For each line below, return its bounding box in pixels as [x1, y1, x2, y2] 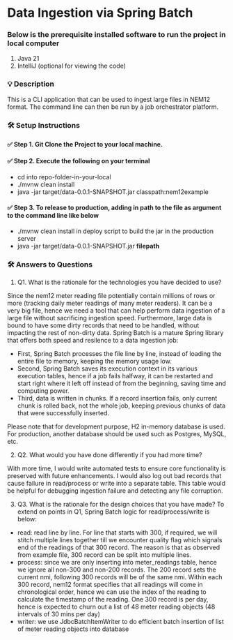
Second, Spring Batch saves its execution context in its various [17, 364, 198, 373]
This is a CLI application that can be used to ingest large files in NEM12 [7, 95, 211, 103]
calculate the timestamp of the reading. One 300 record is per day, [17, 595, 209, 603]
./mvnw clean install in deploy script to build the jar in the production [17, 227, 214, 235]
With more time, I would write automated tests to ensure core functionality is [7, 464, 226, 472]
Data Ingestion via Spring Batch [7, 5, 193, 21]
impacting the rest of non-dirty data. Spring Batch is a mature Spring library [7, 329, 224, 336]
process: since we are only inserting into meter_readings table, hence [17, 558, 217, 566]
